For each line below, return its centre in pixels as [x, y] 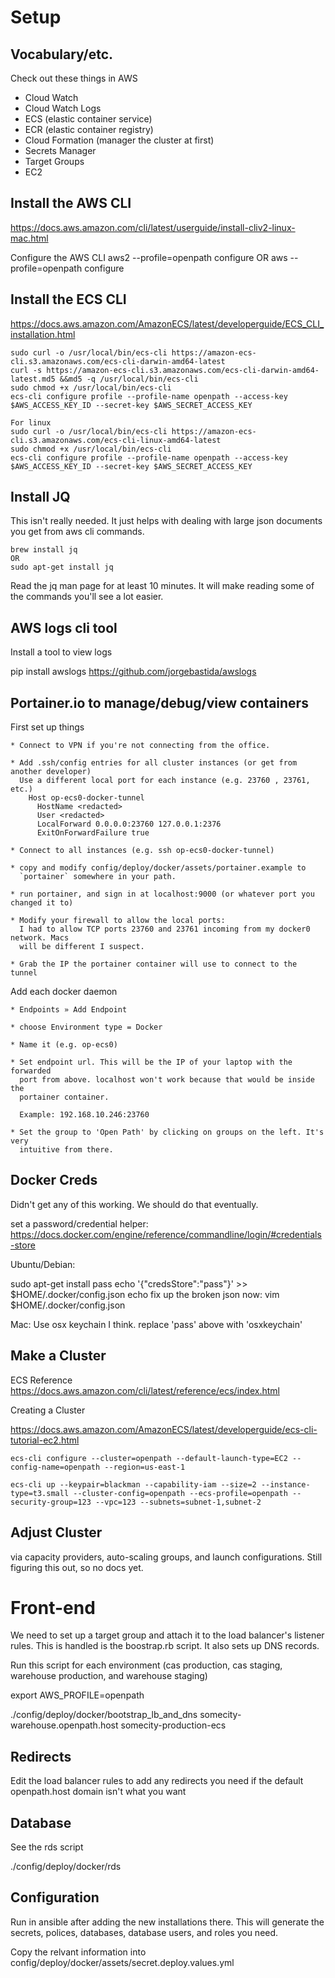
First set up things [47, 727]
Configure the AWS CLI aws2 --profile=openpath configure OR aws [149, 257]
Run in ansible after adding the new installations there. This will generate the [167, 1922]
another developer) [51, 772]
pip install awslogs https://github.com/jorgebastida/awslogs [133, 672]
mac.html [29, 238]
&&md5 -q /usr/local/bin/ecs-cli [129, 379]
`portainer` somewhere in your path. [98, 877]
